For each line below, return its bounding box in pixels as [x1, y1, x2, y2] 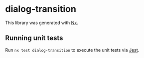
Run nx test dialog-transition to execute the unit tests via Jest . [5, 47, 140, 53]
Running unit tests [5, 34, 63, 42]
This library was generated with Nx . [5, 20, 78, 26]
